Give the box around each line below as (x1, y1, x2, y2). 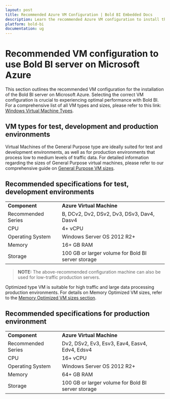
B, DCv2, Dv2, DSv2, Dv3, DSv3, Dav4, (61, 210, 155, 217)
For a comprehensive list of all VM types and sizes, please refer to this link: (5, 102, 162, 109)
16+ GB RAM (61, 241, 93, 248)
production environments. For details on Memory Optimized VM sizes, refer (5, 289, 162, 295)
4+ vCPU (61, 225, 83, 232)
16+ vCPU (61, 354, 87, 362)
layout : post (5, 7, 33, 13)
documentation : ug (5, 26, 44, 31)
